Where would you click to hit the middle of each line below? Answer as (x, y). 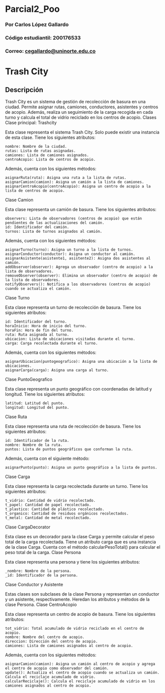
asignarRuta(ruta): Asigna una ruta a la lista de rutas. (66, 177)
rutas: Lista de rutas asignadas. (41, 151)
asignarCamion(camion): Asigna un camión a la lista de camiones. (75, 182)
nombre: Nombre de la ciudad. (36, 146)
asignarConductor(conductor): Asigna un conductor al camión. (70, 254)
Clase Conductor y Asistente (34, 584)
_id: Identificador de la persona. (42, 575)
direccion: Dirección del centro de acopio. (51, 641)
